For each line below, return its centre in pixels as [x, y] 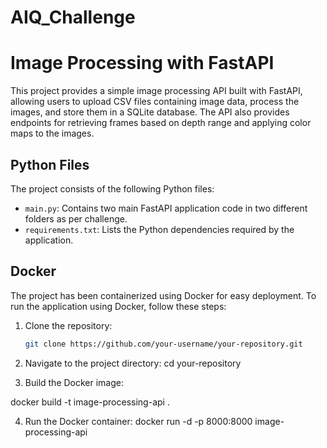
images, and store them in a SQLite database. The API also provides [150, 112]
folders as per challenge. [76, 218]
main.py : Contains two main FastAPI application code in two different [166, 208]
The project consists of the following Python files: [112, 188]
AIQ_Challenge [73, 17]
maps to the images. [52, 133]
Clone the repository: [68, 325]
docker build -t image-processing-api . [90, 402]
